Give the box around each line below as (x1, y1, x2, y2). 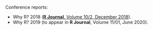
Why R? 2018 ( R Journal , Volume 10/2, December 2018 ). (12, 14, 132, 19)
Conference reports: (5, 4, 48, 10)
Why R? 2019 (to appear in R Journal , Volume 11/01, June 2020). (12, 19, 148, 25)
